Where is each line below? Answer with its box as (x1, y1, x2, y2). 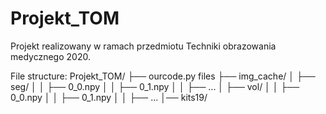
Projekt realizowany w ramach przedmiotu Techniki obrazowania (10, 40, 277, 52)
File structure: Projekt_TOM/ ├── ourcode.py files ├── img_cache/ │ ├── (10, 70, 316, 82)
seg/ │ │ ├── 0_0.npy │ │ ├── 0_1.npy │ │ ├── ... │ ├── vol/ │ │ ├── (10, 80, 300, 92)
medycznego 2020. (10, 50, 91, 62)
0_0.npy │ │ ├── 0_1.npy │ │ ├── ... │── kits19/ (10, 91, 208, 103)
